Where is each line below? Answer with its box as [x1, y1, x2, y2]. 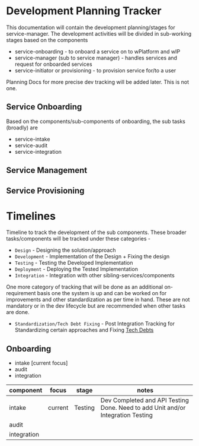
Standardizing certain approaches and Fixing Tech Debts [14, 327, 154, 334]
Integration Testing [100, 411, 153, 419]
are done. [6, 309, 30, 316]
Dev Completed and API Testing [100, 396, 190, 404]
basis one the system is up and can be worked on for [37, 290, 167, 297]
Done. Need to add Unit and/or [100, 404, 186, 412]
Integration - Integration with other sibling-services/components [14, 272, 175, 279]
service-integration [14, 148, 62, 155]
